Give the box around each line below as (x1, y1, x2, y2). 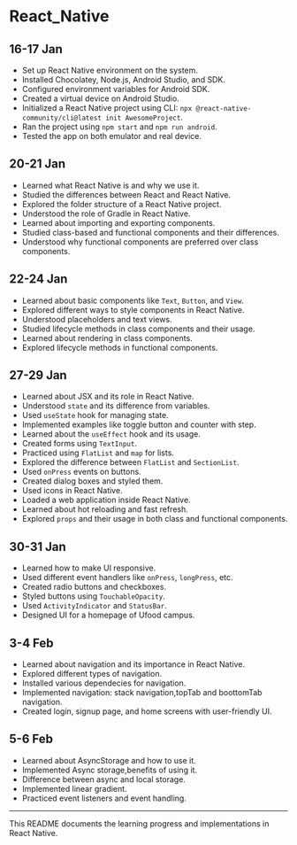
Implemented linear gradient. (21, 783, 127, 794)
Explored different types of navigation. (21, 669, 163, 679)
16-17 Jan (9, 42, 64, 57)
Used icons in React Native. (21, 485, 123, 496)
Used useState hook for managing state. (21, 410, 170, 421)
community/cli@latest (21, 113, 102, 122)
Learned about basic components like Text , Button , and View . (21, 295, 245, 306)
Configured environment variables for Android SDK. (21, 84, 210, 94)
